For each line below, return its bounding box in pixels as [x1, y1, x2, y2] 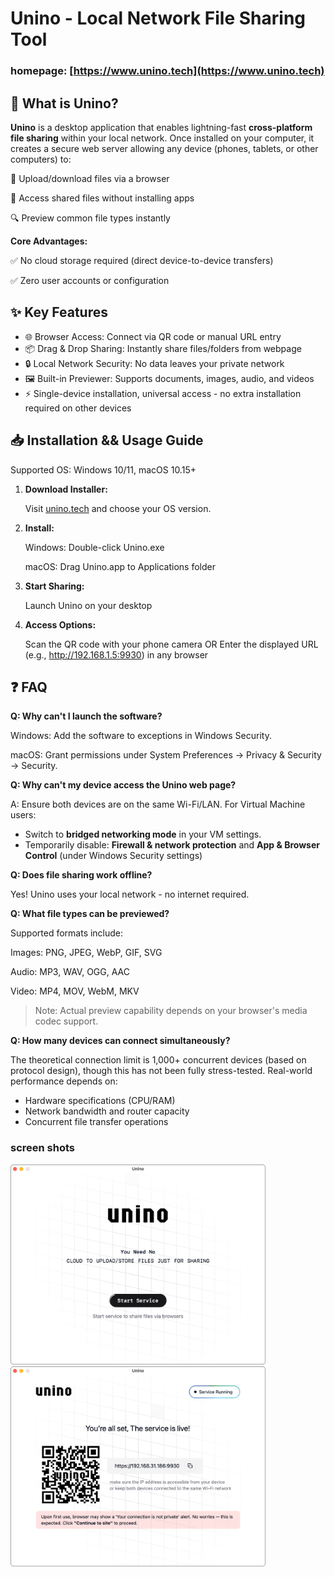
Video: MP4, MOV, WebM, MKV [10, 985, 140, 997]
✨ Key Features [10, 304, 108, 321]
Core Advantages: [10, 235, 88, 247]
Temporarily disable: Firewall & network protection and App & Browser [24, 839, 321, 851]
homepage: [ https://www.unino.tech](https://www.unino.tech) [10, 64, 325, 78]
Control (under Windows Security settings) [24, 850, 203, 862]
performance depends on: [10, 1075, 118, 1087]
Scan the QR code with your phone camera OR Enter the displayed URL [24, 638, 319, 650]
